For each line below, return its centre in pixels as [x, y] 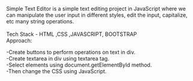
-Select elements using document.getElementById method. [79, 65]
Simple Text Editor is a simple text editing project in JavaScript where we [96, 9]
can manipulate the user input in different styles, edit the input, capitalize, [97, 15]
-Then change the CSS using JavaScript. [56, 71]
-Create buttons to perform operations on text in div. [71, 52]
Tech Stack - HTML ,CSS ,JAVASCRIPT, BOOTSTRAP [72, 34]
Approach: [19, 40]
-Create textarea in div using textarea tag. [58, 58]
